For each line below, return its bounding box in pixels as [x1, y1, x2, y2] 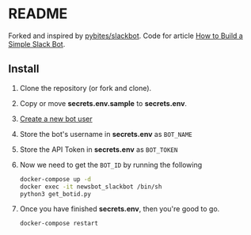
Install [8, 63, 40, 76]
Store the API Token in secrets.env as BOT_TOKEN [19, 144, 178, 154]
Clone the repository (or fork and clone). [19, 83, 152, 93]
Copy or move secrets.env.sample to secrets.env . [19, 98, 188, 108]
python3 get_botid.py [19, 190, 91, 198]
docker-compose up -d [19, 175, 91, 183]
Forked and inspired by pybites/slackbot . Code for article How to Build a [8, 31, 243, 40]
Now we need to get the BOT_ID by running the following [19, 160, 203, 169]
